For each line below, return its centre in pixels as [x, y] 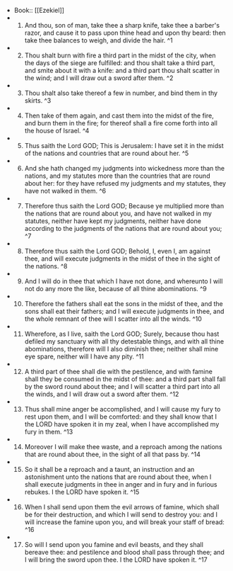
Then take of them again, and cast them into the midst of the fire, [119, 115]
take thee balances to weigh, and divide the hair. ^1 [98, 40]
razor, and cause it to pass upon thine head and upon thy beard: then [125, 33]
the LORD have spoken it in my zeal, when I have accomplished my [122, 424]
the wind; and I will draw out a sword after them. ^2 [99, 78]
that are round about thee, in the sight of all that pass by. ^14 [113, 454]
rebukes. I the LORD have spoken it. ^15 [82, 492]
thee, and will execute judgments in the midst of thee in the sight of [123, 259]
